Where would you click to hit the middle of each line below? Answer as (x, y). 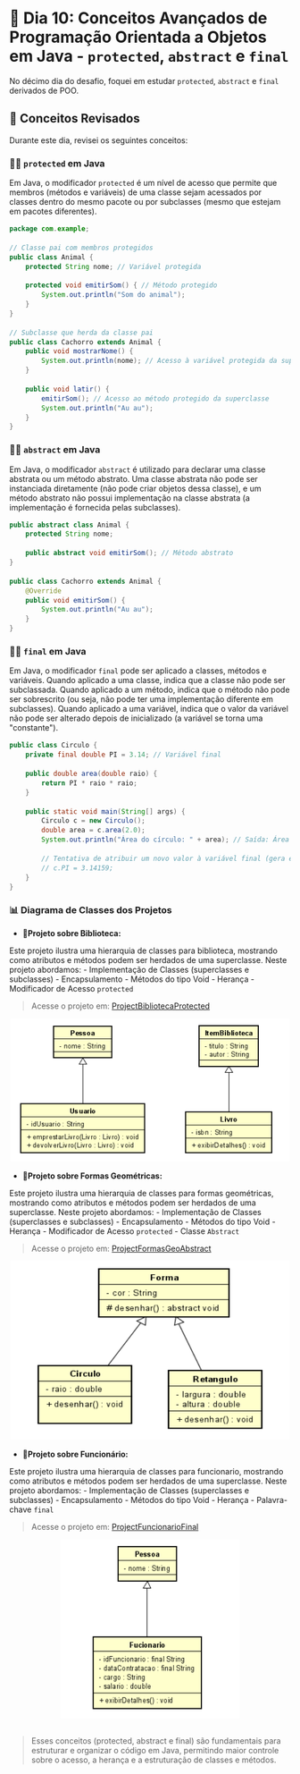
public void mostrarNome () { (79, 351)
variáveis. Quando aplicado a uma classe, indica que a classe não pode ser (147, 680)
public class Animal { (51, 257)
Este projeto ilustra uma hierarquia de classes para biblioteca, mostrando (144, 950)
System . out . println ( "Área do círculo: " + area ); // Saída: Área (166, 840)
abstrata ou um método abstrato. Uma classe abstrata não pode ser (134, 478)
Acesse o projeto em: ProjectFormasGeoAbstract (121, 1248)
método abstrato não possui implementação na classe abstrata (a (129, 498)
